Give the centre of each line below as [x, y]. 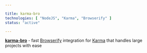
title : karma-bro [23, 13]
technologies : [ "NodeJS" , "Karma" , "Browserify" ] [58, 18]
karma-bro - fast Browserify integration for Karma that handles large [74, 40]
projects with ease [24, 46]
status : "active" [23, 23]
